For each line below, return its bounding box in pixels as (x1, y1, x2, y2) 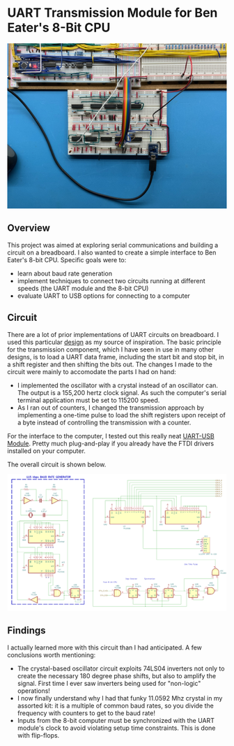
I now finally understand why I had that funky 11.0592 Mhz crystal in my (17, 694, 223, 702)
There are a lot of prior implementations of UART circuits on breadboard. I (7, 330, 219, 338)
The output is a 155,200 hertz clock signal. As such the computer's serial (17, 388, 227, 396)
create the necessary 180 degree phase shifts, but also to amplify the (17, 671, 217, 680)
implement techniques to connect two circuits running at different (17, 276, 205, 285)
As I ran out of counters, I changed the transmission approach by (17, 403, 204, 412)
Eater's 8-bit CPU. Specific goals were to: (7, 255, 127, 264)
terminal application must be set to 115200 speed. (17, 396, 160, 404)
